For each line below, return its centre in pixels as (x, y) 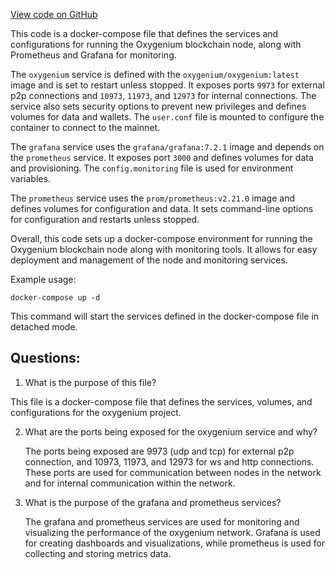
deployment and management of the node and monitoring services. (149, 260)
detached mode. (44, 327)
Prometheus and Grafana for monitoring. (93, 55)
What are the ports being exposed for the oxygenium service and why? (171, 431)
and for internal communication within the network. (130, 483)
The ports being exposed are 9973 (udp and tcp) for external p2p (159, 451)
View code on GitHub (54, 14)
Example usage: (43, 279)
